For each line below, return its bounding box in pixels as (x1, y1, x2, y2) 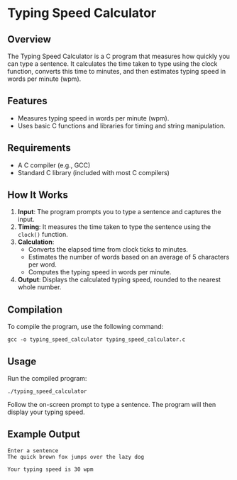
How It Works (7, 189, 69, 201)
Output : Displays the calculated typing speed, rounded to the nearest (17, 275, 221, 284)
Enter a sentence (7, 447, 59, 454)
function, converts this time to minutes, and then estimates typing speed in (7, 67, 226, 75)
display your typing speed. (7, 408, 85, 416)
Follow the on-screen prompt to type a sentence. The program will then (7, 401, 216, 409)
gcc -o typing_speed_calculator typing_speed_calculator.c (7, 336, 186, 343)
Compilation (7, 303, 62, 316)
